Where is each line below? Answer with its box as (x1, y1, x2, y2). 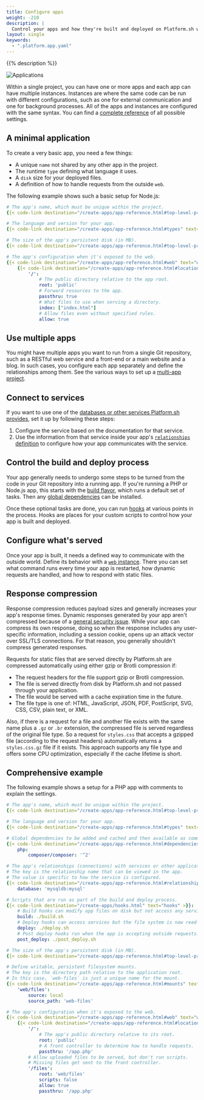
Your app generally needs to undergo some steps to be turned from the (6, 473, 185, 481)
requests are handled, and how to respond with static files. (6, 571, 154, 578)
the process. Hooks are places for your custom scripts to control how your (6, 511, 192, 518)
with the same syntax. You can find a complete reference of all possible (6, 109, 185, 116)
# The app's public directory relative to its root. (38, 1032, 175, 1038)
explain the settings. (6, 790, 57, 798)
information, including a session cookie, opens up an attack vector (27, 630, 194, 638)
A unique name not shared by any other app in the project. (15, 161, 158, 168)
